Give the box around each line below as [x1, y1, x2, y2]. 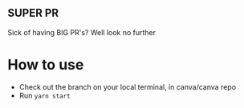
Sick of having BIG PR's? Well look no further [7, 27, 157, 37]
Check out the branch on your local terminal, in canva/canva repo [18, 82, 237, 91]
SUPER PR [7, 6, 59, 20]
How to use [7, 56, 84, 74]
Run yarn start [18, 90, 71, 100]
